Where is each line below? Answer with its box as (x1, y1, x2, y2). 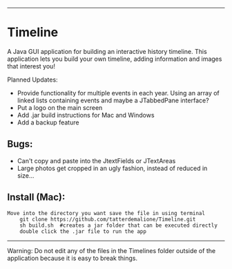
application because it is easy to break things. (7, 254, 138, 262)
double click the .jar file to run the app (19, 228, 147, 235)
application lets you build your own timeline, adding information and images (7, 55, 222, 63)
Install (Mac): (7, 192, 66, 203)
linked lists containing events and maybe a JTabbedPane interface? (17, 96, 209, 104)
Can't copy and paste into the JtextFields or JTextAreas (17, 156, 176, 165)
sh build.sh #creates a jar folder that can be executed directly (19, 222, 217, 229)
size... (17, 171, 35, 180)
